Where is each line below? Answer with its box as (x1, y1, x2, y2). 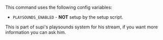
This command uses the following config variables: (5, 5, 113, 10)
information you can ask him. (5, 29, 66, 35)
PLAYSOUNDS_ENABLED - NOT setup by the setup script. (12, 14, 123, 20)
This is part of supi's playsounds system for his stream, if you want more (5, 24, 158, 30)
